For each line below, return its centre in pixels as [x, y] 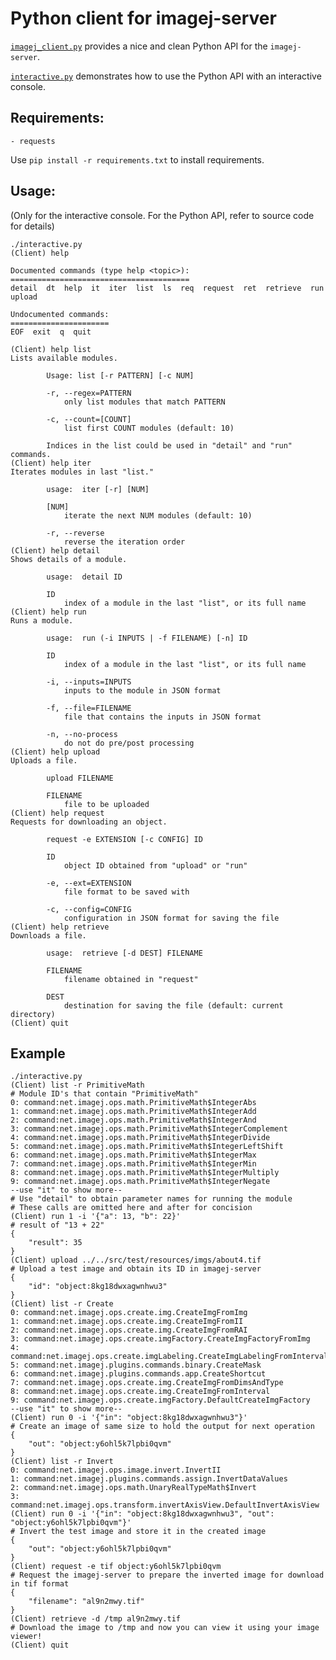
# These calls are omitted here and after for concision [131, 1208]
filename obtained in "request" [131, 979]
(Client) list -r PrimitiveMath [77, 1085]
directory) [33, 1014]
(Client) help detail [55, 550]
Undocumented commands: [60, 314]
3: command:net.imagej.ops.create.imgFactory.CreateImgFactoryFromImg [160, 1339]
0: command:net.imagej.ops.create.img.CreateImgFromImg [129, 1313]
